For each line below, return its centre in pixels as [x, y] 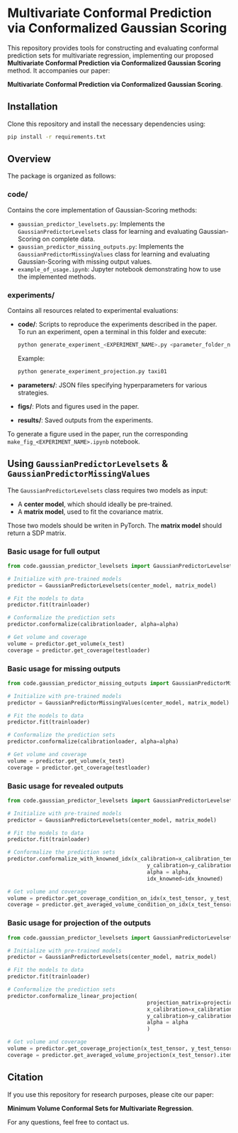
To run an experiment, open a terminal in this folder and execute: [112, 332]
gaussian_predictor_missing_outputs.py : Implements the [101, 246]
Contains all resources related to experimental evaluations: [93, 311]
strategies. [33, 392]
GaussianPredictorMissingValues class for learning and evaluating [114, 254]
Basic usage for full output [54, 551]
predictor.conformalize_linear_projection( [73, 996]
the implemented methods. [57, 276]
